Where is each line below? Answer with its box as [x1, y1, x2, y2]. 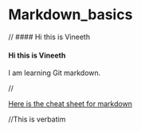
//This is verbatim [8, 114, 66, 125]
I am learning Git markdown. [8, 68, 101, 77]
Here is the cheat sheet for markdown [8, 99, 133, 109]
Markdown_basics [8, 6, 133, 24]
